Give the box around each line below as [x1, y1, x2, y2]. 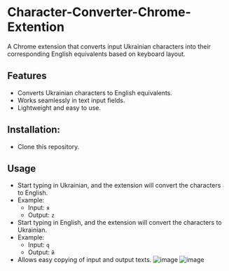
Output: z [27, 211, 55, 219]
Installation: [7, 124, 61, 136]
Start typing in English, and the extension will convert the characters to [17, 218, 222, 227]
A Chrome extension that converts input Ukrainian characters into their [7, 42, 211, 50]
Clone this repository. [17, 142, 80, 151]
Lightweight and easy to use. [17, 103, 102, 112]
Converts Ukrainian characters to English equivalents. [17, 88, 173, 97]
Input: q [27, 241, 50, 249]
